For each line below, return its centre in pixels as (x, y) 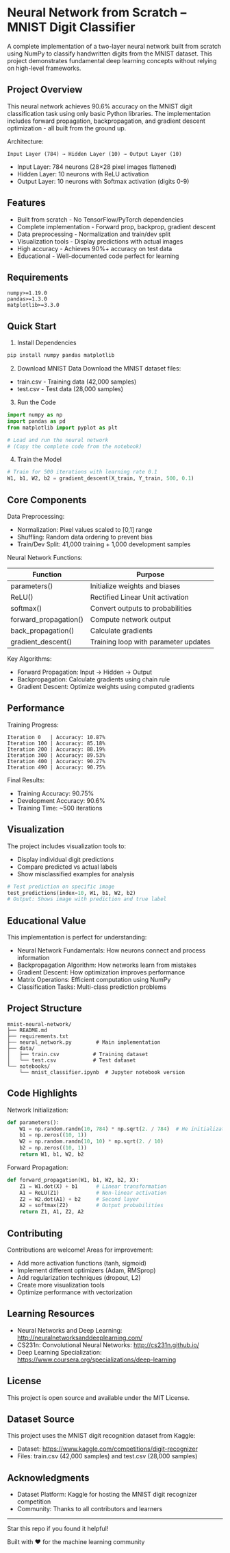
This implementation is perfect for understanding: (77, 937)
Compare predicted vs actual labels (67, 867)
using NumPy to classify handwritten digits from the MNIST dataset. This (110, 54)
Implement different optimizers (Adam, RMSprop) (86, 1270)
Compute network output (130, 619)
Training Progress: (33, 725)
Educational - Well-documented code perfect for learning (98, 256)
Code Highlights (42, 1094)
